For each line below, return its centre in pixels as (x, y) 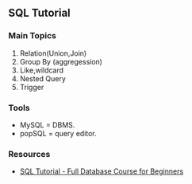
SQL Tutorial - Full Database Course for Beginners (102, 171)
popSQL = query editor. (58, 133)
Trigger (32, 87)
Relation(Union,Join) (53, 53)
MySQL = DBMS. (47, 125)
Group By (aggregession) (61, 61)
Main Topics (33, 36)
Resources (29, 154)
